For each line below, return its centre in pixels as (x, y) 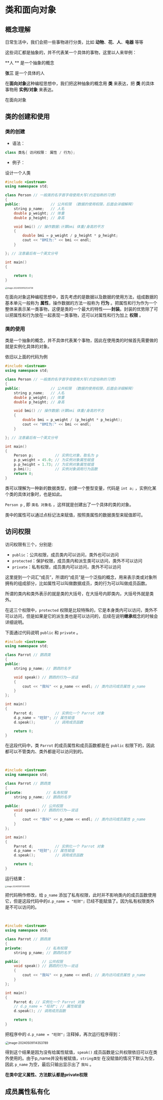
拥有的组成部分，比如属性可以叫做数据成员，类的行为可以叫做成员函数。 (77, 583)
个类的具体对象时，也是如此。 (35, 494)
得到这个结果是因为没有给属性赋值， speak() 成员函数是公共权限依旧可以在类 (81, 1052)
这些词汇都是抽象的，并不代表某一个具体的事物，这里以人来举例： (71, 52)
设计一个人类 (18, 173)
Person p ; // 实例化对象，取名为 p (56, 455)
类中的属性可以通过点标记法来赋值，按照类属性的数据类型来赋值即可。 (75, 515)
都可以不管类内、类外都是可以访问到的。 (45, 752)
